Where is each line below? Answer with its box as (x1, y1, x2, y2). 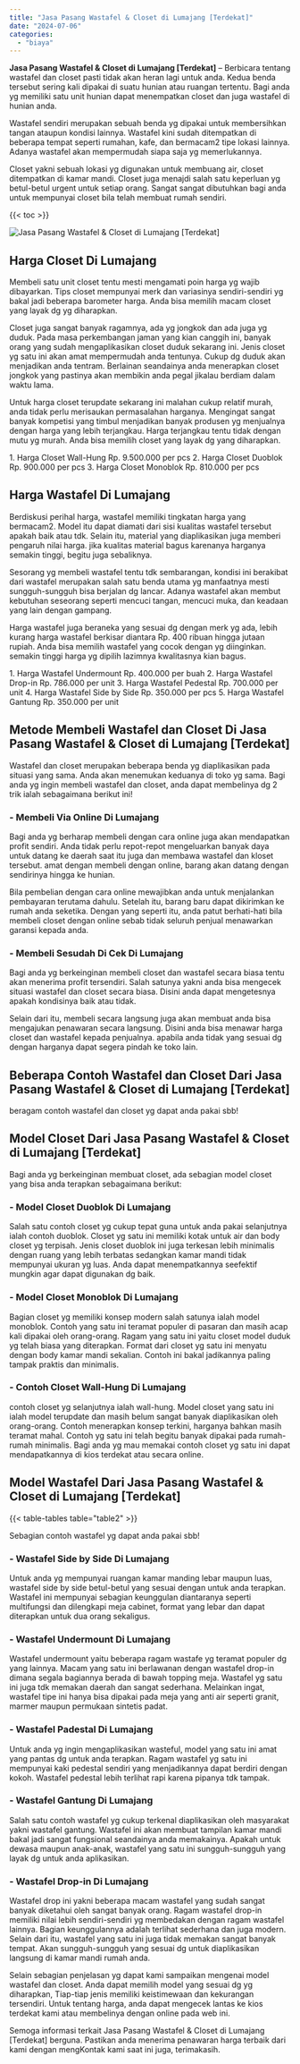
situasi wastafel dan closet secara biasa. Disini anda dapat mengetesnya (9, 986, 276, 998)
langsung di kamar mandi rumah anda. (9, 1952, 151, 1964)
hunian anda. (9, 100, 57, 112)
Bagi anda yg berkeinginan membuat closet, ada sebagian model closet (9, 1168, 272, 1179)
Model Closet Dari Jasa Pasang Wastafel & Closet (9, 1131, 290, 1146)
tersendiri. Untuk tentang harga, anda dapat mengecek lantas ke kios (9, 1999, 263, 2009)
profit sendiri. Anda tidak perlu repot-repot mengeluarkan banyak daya (9, 840, 270, 851)
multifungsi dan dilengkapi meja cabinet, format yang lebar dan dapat (9, 1601, 265, 1611)
